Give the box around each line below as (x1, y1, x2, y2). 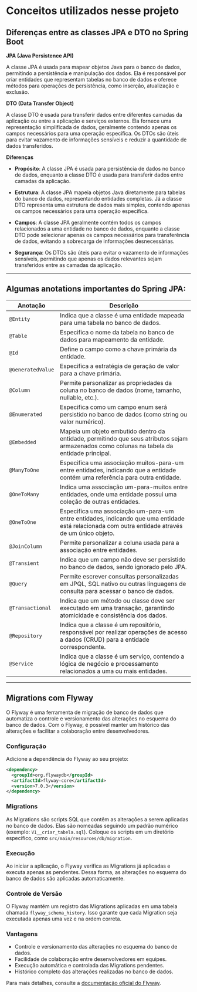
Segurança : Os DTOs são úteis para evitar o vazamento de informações (14, 249, 189, 256)
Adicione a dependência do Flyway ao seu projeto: (6, 755, 129, 762)
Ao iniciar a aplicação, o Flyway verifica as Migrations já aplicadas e (6, 862, 171, 869)
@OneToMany (9, 491, 39, 497)
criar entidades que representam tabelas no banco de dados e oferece (6, 76, 177, 83)
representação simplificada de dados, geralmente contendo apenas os (6, 124, 177, 130)
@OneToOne (9, 519, 36, 526)
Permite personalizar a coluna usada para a (59, 539, 179, 547)
